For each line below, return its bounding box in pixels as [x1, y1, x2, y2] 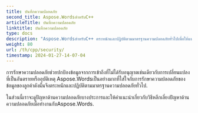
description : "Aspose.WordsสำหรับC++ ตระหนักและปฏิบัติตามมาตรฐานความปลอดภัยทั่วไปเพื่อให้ [6, 36, 189, 42]
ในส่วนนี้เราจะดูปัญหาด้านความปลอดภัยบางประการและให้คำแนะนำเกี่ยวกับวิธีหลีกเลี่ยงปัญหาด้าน [6, 94, 190, 101]
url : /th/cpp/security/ [6, 47, 65, 53]
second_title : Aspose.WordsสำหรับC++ [6, 14, 94, 20]
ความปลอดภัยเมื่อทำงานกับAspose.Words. [6, 100, 94, 107]
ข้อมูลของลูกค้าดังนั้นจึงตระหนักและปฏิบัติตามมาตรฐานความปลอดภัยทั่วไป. [6, 82, 148, 89]
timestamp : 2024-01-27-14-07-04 [6, 52, 85, 58]
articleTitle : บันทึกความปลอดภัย [6, 19, 75, 25]
